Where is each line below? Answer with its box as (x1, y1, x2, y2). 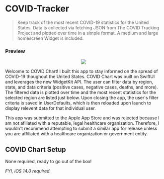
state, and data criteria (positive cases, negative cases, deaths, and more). (5, 84, 158, 90)
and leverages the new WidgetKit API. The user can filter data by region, (5, 79, 153, 85)
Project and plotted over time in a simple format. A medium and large (17, 30, 159, 36)
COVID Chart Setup (5, 145, 66, 154)
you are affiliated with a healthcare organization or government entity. (5, 131, 148, 137)
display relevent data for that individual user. (5, 105, 96, 111)
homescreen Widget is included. (17, 35, 84, 41)
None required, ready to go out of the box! (5, 159, 92, 165)
